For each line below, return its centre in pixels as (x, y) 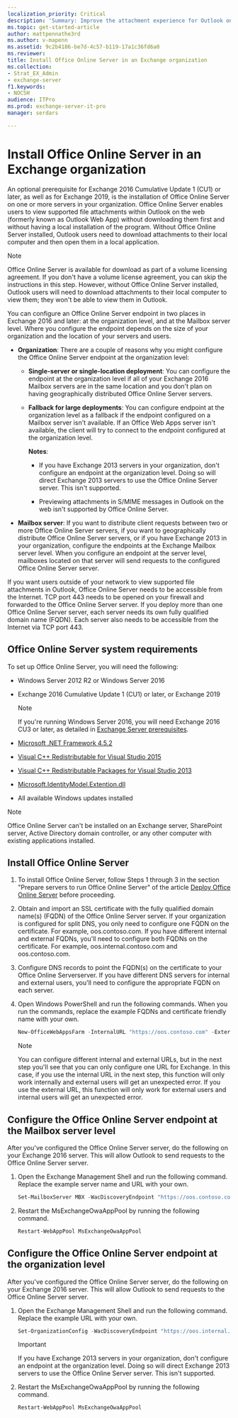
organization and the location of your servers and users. (89, 336)
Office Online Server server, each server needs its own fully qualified (108, 612)
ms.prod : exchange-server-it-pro (57, 107)
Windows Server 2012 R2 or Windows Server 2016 (91, 680)
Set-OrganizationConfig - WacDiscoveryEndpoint (87, 1331)
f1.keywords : (27, 87)
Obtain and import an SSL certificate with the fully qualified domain (115, 909)
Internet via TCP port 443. (45, 627)
